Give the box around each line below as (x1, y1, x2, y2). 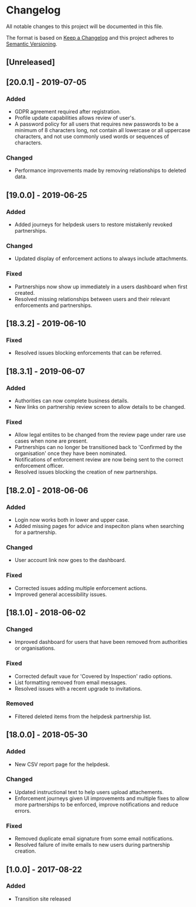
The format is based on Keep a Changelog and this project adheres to (6, 34, 174, 41)
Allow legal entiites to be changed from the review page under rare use (14, 431, 186, 439)
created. (14, 289, 35, 296)
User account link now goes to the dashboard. (14, 557, 126, 564)
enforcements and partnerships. (14, 302, 92, 309)
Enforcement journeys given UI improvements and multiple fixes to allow (14, 795, 189, 802)
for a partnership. (14, 529, 57, 536)
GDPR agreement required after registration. (14, 108, 121, 115)
